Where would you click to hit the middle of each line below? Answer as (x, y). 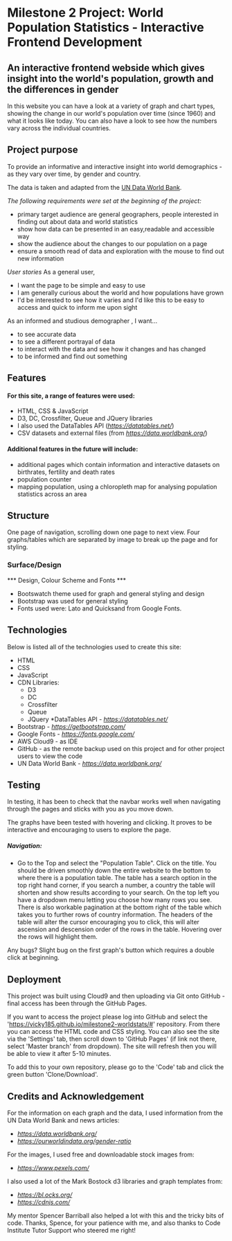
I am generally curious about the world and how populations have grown (120, 292)
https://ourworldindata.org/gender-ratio (74, 1141)
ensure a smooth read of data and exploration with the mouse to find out (121, 251)
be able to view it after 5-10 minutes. (59, 1054)
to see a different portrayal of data (66, 342)
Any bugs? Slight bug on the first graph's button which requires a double (111, 950)
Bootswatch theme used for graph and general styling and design (111, 593)
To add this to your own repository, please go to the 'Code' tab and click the (116, 1067)
